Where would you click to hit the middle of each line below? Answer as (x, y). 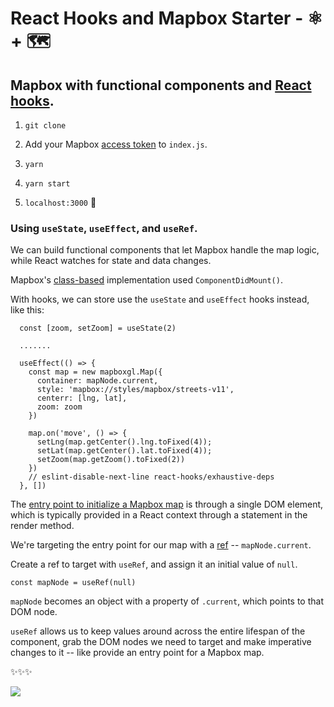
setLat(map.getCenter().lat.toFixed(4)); (124, 451)
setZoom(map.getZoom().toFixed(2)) (111, 460)
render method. (42, 526)
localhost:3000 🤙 (60, 202)
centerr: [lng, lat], (82, 398)
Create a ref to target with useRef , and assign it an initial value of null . (154, 564)
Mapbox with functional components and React (161, 85)
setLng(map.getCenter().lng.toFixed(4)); (124, 442)
